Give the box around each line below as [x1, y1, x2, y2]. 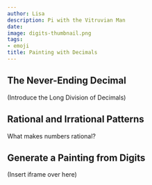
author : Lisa [7, 10, 45, 17]
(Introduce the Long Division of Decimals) [7, 93, 126, 102]
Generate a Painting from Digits [7, 152, 146, 163]
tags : [7, 36, 23, 43]
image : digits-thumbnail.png [7, 29, 92, 37]
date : [7, 23, 23, 30]
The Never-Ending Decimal [7, 74, 126, 87]
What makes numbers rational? [7, 131, 96, 140]
